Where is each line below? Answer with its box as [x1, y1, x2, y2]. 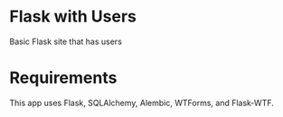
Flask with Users [9, 6, 137, 27]
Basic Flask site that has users [9, 36, 122, 47]
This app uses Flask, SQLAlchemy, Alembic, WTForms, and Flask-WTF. [9, 97, 274, 108]
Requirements [9, 67, 118, 88]
